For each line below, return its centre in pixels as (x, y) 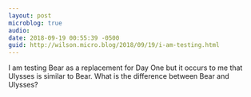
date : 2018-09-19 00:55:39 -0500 (64, 38)
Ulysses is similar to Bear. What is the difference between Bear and (119, 76)
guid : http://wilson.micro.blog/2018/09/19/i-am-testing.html (114, 45)
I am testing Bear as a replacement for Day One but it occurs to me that (125, 68)
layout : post (30, 16)
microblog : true (35, 23)
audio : (19, 30)
